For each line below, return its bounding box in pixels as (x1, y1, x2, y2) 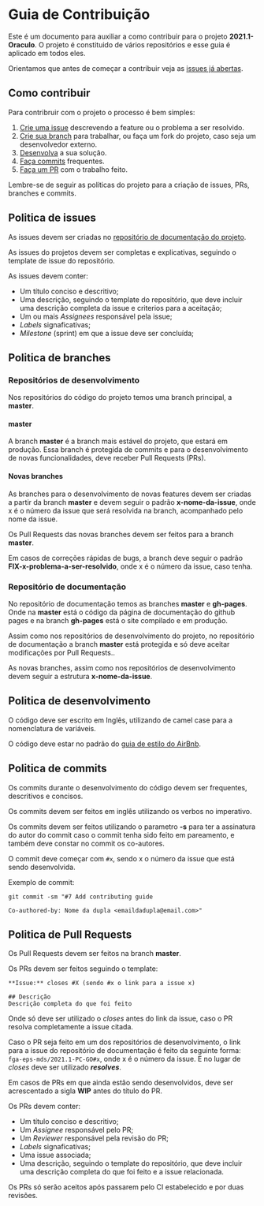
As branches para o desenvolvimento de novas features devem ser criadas (8, 489, 252, 498)
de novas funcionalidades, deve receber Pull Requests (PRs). (8, 454, 206, 463)
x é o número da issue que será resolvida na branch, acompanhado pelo (8, 506, 244, 515)
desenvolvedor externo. (19, 140, 98, 149)
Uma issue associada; (19, 1150, 91, 1160)
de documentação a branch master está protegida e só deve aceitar (8, 639, 230, 648)
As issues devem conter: (8, 271, 88, 281)
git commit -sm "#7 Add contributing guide (8, 893, 154, 901)
